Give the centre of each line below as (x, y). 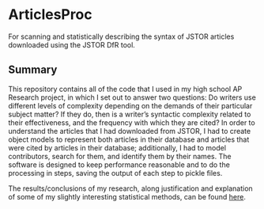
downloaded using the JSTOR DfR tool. (72, 44)
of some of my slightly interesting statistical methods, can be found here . (127, 196)
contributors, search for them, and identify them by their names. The (120, 156)
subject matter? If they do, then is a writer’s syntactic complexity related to (130, 114)
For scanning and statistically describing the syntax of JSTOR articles (121, 36)
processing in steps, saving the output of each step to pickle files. (115, 173)
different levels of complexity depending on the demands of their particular (130, 105)
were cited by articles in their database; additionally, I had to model (117, 147)
